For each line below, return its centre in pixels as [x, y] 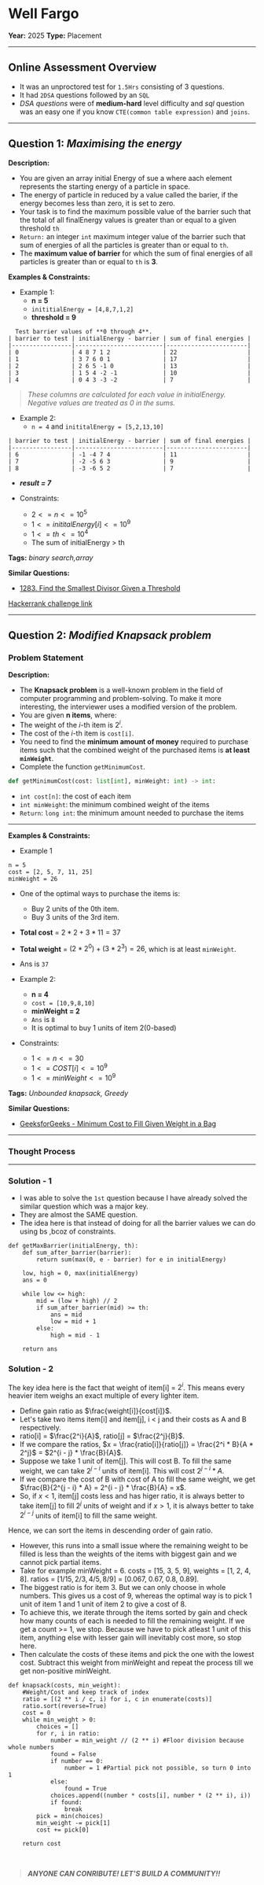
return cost [42, 1844]
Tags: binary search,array [51, 557]
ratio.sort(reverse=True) [65, 1706]
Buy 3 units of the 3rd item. [75, 917]
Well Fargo [44, 14]
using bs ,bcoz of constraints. [68, 1231]
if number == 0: [77, 1761]
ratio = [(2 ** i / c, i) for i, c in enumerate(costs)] [117, 1699]
